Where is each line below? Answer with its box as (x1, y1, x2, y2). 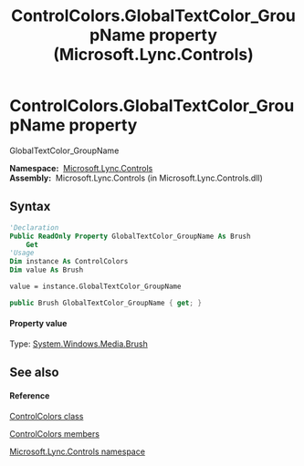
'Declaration (9, 223, 59, 233)
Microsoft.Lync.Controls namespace (9, 446, 146, 457)
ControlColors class (9, 410, 84, 421)
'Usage (9, 248, 35, 258)
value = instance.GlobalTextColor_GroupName (9, 282, 182, 291)
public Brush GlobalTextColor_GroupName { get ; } (9, 298, 203, 307)
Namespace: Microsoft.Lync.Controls (9, 162, 153, 173)
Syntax (9, 199, 51, 214)
